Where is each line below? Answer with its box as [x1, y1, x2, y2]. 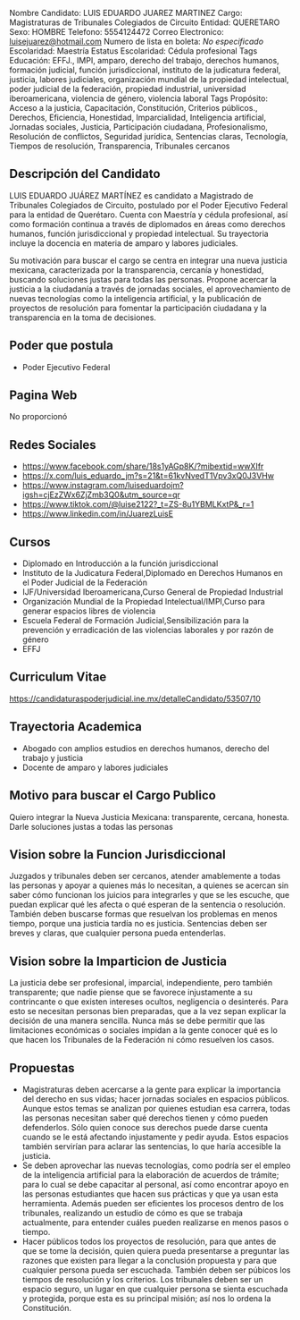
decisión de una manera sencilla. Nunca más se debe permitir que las [9, 1015, 266, 1027]
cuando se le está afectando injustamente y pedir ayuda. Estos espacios [21, 1131, 289, 1142]
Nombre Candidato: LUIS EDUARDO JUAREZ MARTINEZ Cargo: [9, 8, 243, 18]
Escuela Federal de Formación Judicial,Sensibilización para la [21, 615, 250, 626]
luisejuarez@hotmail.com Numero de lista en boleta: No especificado [9, 36, 264, 47]
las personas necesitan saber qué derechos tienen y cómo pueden [21, 1113, 269, 1123]
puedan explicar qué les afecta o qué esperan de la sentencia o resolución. [9, 899, 286, 910]
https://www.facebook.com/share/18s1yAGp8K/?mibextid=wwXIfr [21, 461, 264, 472]
